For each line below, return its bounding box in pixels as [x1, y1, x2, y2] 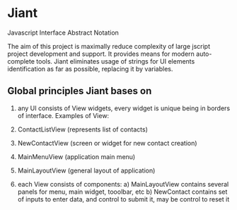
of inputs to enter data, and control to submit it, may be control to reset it [17, 194, 230, 203]
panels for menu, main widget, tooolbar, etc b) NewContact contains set [17, 187, 228, 196]
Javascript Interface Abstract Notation [7, 28, 119, 37]
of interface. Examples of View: [17, 111, 110, 119]
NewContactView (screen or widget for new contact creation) [17, 139, 197, 147]
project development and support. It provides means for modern [7, 49, 195, 58]
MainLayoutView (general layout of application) [17, 166, 156, 175]
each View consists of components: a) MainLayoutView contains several [17, 180, 229, 188]
